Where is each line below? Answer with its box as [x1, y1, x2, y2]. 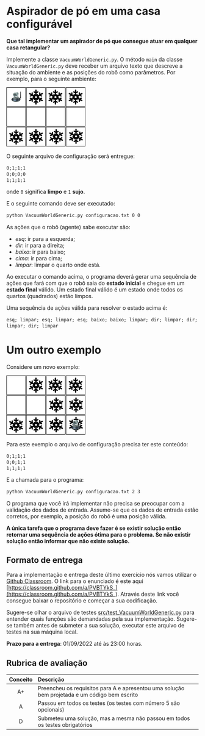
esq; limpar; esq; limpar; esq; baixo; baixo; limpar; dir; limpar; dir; [6, 316, 198, 323]
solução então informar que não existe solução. [6, 537, 130, 545]
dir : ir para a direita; [15, 241, 65, 249]
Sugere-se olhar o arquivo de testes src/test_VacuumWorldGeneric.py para [6, 609, 195, 616]
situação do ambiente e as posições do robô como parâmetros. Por [6, 68, 176, 76]
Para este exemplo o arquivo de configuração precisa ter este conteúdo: [6, 440, 189, 448]
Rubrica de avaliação [6, 657, 88, 668]
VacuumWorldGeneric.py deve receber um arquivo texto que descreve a [6, 62, 183, 70]
